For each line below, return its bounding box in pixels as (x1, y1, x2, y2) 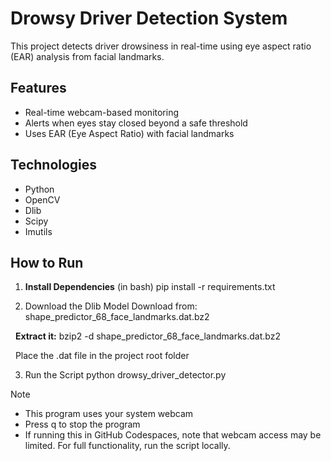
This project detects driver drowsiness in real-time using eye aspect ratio (10, 40, 312, 52)
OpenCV (24, 193, 61, 206)
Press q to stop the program (24, 418, 141, 431)
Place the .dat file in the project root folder (14, 350, 190, 362)
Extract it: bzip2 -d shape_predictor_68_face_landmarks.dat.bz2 (14, 330, 281, 342)
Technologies (10, 157, 98, 174)
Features (10, 80, 67, 97)
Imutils (24, 225, 53, 237)
